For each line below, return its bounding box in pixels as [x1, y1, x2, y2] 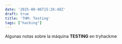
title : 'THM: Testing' [5, 16, 51, 21]
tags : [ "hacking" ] [5, 20, 42, 25]
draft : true [5, 11, 29, 16]
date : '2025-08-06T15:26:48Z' [5, 7, 66, 12]
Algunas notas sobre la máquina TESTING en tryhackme [5, 33, 117, 39]
